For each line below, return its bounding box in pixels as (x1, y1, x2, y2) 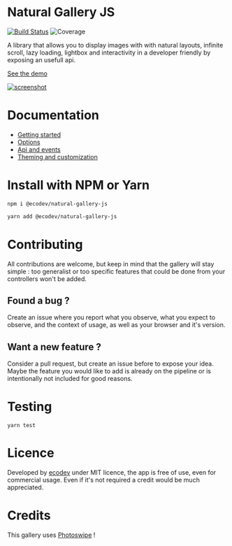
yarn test (7, 422, 36, 429)
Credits (7, 508, 51, 524)
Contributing (7, 236, 83, 252)
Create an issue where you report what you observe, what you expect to (7, 313, 215, 322)
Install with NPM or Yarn (7, 178, 150, 193)
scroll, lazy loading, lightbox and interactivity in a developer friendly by (7, 48, 211, 57)
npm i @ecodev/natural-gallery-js (7, 200, 108, 207)
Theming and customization (17, 152, 98, 161)
